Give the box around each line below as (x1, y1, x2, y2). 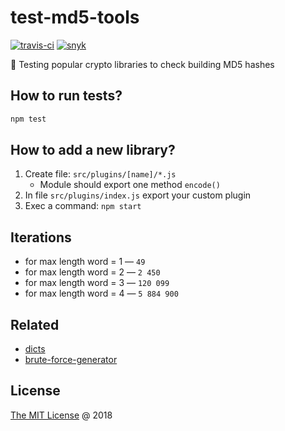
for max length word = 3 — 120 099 (24, 277, 170, 289)
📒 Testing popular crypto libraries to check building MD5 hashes (10, 58, 275, 70)
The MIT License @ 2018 (10, 409, 113, 421)
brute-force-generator (24, 354, 118, 366)
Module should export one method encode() (39, 179, 221, 191)
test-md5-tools (10, 6, 140, 29)
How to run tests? (10, 87, 123, 105)
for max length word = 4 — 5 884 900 (24, 287, 179, 300)
